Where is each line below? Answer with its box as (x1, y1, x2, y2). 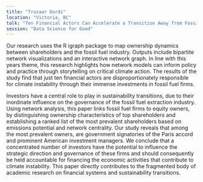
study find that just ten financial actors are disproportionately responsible (6, 74, 189, 81)
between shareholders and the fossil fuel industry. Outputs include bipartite (6, 49, 195, 56)
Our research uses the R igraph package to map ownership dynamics (6, 42, 179, 49)
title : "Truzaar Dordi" (6, 8, 66, 15)
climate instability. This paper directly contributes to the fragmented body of (6, 163, 196, 170)
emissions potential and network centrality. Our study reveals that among (6, 124, 188, 131)
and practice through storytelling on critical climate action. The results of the (6, 67, 197, 75)
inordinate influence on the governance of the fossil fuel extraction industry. (6, 99, 196, 106)
